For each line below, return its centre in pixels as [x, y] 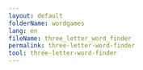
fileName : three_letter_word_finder [70, 38]
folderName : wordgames [46, 23]
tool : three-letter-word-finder [63, 53]
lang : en [23, 31]
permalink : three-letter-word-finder [72, 46]
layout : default [36, 16]
